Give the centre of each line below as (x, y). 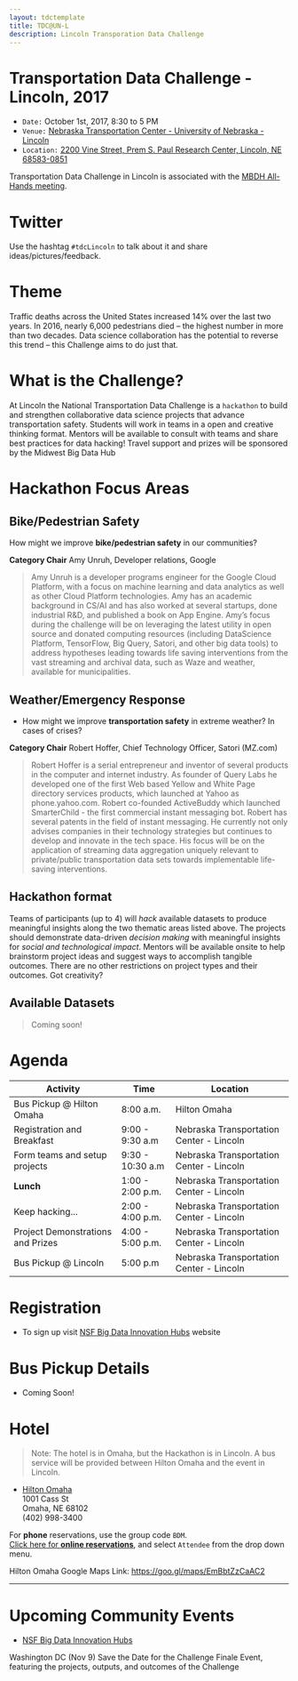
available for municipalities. (81, 672)
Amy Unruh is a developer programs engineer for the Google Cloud (153, 577)
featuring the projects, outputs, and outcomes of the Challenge (124, 1667)
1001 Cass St (45, 1499)
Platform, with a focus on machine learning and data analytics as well (157, 587)
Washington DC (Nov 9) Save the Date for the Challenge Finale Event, (136, 1657)
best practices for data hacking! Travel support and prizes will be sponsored (149, 443)
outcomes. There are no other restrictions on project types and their (133, 965)
